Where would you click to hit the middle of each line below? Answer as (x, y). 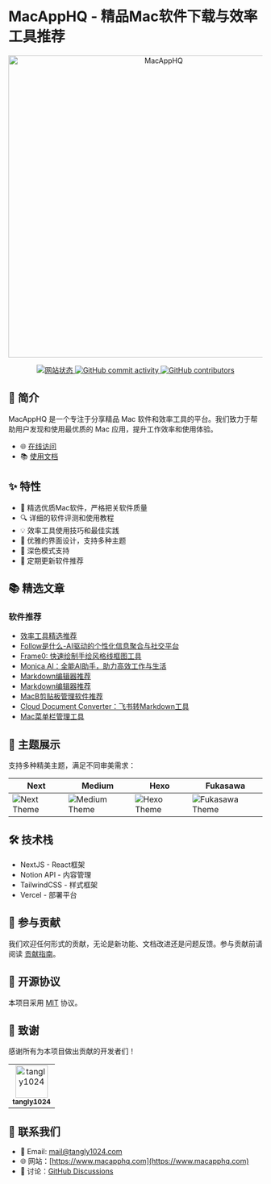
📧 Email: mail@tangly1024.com (71, 1152)
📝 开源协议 (34, 982)
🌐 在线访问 (38, 446)
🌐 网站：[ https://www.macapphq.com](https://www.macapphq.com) (134, 1161)
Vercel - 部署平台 (48, 894)
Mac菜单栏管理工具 (52, 717)
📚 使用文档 (39, 456)
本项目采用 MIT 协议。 (45, 1003)
